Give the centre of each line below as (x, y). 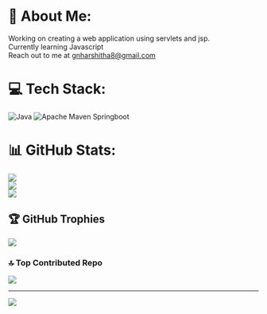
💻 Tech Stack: (57, 89)
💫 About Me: (50, 16)
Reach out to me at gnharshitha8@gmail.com (82, 55)
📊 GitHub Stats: (62, 150)
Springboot (111, 116)
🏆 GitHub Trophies (57, 220)
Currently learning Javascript (56, 46)
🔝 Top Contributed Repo (56, 262)
